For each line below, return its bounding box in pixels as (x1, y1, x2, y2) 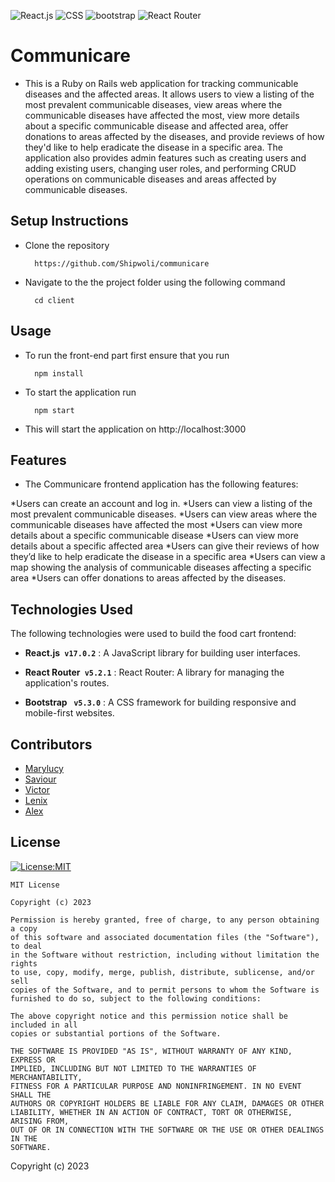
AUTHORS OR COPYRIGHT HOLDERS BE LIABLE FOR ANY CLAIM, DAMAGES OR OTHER (10, 1098, 325, 1109)
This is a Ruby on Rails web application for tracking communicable (24, 77, 299, 89)
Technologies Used (10, 601, 133, 618)
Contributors (10, 736, 93, 753)
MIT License (10, 880, 60, 890)
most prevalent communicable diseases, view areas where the (24, 98, 283, 110)
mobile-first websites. (24, 707, 115, 719)
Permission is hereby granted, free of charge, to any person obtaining (10, 915, 320, 925)
